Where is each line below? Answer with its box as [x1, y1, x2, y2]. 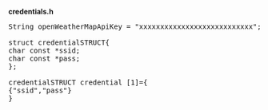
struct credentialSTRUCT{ [8, 38, 110, 47]
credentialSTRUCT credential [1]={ [8, 78, 148, 87]
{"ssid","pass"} [8, 86, 72, 95]
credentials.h [8, 7, 54, 16]
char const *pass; [8, 54, 81, 63]
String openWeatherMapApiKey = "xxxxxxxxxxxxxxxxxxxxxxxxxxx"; [8, 22, 262, 31]
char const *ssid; [8, 46, 81, 55]
